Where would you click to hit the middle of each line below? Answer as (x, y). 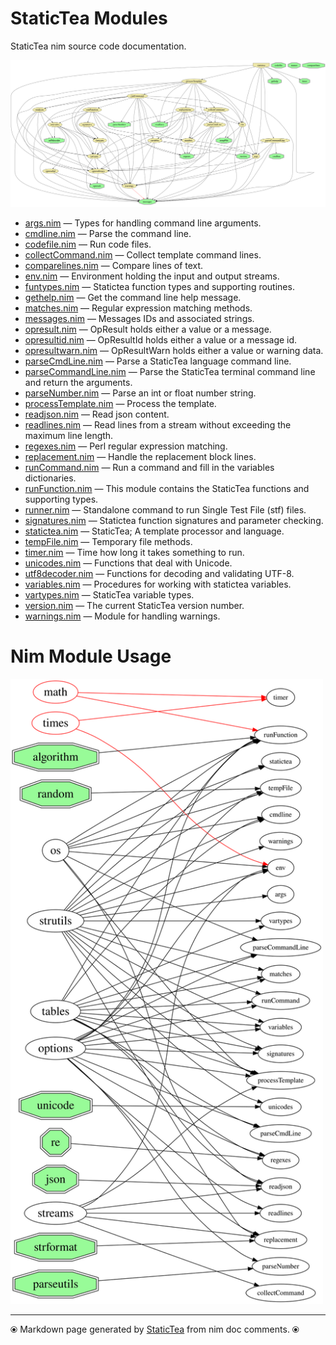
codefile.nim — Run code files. (88, 244)
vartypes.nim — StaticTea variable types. (109, 594)
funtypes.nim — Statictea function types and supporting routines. (159, 286)
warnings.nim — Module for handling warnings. (122, 616)
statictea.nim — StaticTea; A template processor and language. (154, 531)
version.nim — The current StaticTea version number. (134, 605)
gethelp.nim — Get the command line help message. (133, 297)
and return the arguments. (78, 382)
